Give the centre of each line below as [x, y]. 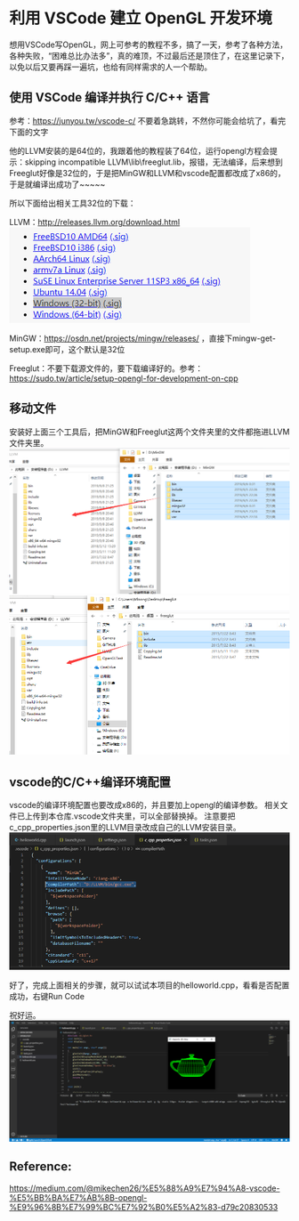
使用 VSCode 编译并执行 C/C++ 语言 [110, 97]
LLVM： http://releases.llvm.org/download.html [95, 222]
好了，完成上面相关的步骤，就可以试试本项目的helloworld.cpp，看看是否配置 [149, 985]
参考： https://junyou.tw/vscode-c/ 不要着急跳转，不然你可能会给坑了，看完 [148, 120]
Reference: [40, 1167]
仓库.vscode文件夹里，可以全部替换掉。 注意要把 [145, 816]
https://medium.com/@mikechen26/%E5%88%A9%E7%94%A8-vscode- [145, 1188]
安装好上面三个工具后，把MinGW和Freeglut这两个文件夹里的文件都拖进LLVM [149, 432]
